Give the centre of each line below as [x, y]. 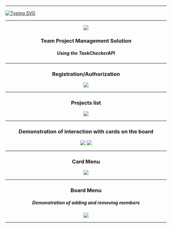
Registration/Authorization [86, 74]
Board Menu [86, 190]
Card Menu [86, 162]
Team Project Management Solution [86, 40]
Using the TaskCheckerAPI [86, 53]
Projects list [86, 103]
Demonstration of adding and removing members [86, 202]
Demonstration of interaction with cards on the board [86, 132]
